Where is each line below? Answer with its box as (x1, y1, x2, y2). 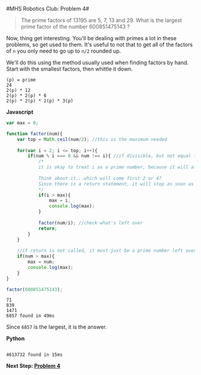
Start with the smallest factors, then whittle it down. (6, 65, 133, 72)
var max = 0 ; (6, 120, 39, 126)
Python (6, 335, 25, 342)
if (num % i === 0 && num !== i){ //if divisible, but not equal (28, 153, 191, 159)
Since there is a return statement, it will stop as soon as (38, 181, 194, 187)
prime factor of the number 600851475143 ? (20, 23, 130, 30)
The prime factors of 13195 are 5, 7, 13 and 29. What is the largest (20, 17, 182, 23)
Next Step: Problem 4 (6, 362, 61, 370)
